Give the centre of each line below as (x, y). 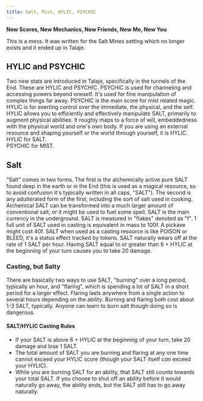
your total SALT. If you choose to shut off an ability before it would (98, 378)
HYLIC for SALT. (26, 139)
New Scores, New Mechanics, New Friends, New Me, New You (87, 29)
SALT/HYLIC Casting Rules (41, 326)
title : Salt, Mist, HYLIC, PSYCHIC (51, 12)
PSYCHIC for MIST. (30, 146)
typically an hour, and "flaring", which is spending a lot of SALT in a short (98, 286)
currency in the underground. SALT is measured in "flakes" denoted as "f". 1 (101, 218)
